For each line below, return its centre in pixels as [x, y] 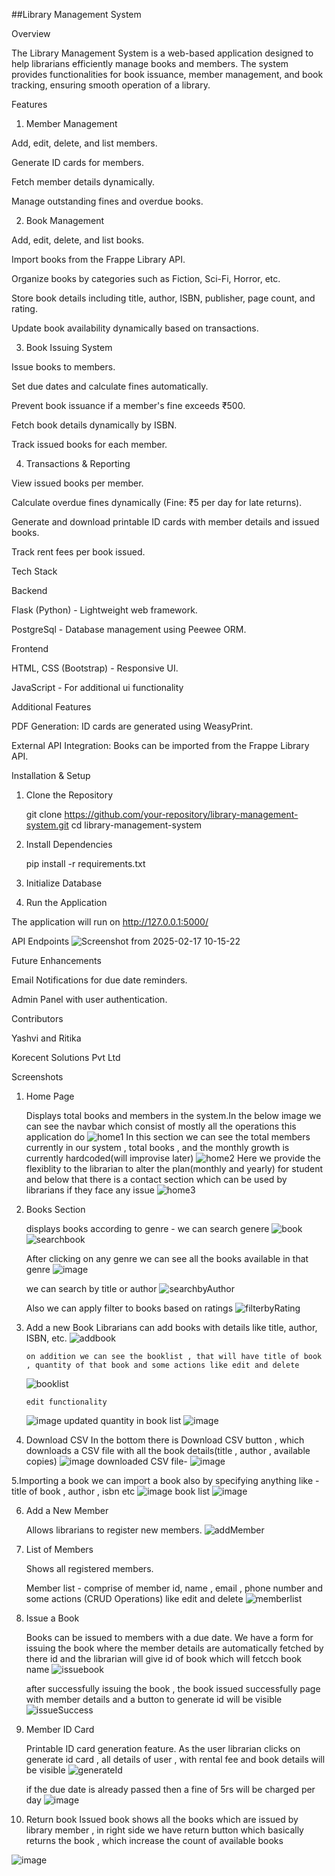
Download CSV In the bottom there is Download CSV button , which [165, 1440]
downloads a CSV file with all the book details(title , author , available [168, 1450]
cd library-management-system [136, 825]
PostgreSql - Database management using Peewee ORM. [129, 629]
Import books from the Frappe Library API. [98, 259]
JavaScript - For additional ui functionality [97, 687]
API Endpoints [40, 941]
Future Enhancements [56, 960]
